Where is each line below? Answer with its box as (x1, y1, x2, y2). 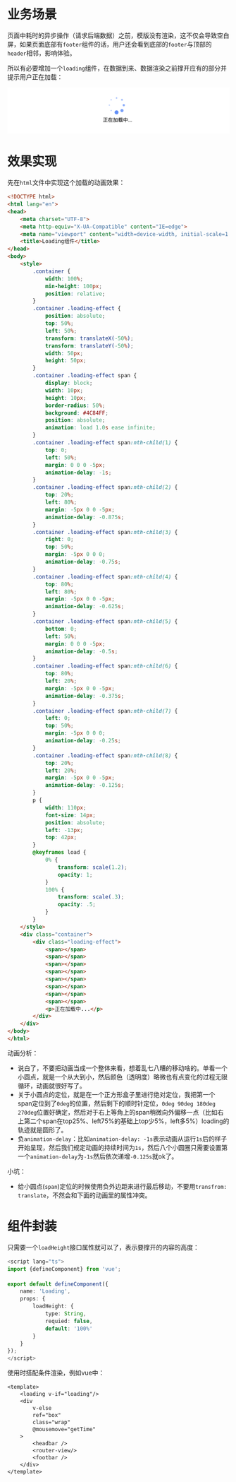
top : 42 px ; (44, 834, 77, 841)
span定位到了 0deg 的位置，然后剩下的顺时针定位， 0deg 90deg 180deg (17, 1099, 216, 1108)
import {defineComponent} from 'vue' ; (7, 1265, 121, 1272)
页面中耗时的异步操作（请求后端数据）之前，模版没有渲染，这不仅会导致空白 (7, 31, 230, 40)
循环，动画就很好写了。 (17, 1081, 86, 1090)
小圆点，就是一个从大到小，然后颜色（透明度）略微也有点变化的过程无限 (17, 1072, 228, 1081)
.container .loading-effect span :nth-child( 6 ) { (32, 663, 178, 670)
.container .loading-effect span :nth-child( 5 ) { (32, 618, 178, 625)
